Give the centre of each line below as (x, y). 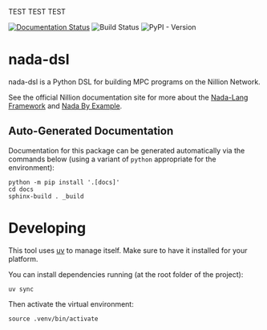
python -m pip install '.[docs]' (64, 182)
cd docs (21, 189)
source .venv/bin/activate (53, 319)
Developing (47, 228)
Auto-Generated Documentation (91, 131)
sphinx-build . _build (46, 196)
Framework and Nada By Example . (65, 106)
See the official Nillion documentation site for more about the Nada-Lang (128, 97)
